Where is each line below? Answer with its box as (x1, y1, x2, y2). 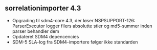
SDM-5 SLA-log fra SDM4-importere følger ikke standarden (12, 39, 139, 45)
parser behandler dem (12, 28, 59, 34)
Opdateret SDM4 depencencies (12, 33, 79, 39)
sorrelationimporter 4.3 (5, 4, 81, 13)
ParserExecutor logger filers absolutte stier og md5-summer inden (12, 23, 152, 29)
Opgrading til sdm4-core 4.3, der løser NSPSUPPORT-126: (12, 17, 136, 23)
